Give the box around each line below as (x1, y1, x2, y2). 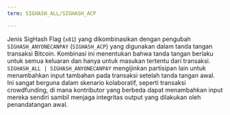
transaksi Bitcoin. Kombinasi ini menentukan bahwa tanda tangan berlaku (7, 49, 214, 57)
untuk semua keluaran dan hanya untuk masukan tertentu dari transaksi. (7, 56, 211, 65)
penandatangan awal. (7, 100, 68, 108)
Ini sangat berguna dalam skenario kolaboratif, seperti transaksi (7, 78, 186, 86)
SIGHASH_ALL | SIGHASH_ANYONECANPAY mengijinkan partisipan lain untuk (7, 64, 207, 72)
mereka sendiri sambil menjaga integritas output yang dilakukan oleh (7, 93, 201, 101)
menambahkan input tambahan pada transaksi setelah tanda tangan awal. (7, 71, 216, 79)
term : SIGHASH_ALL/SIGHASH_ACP (7, 10, 97, 17)
